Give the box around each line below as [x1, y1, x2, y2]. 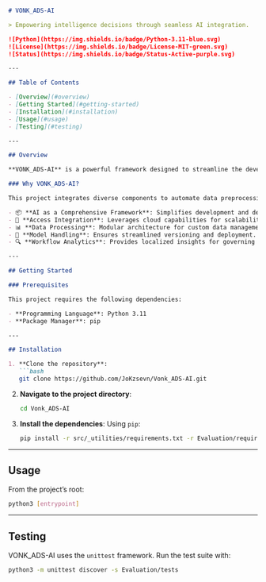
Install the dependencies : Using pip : [19, 418, 141, 428]
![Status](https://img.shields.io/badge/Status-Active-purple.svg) [8, 50, 236, 58]
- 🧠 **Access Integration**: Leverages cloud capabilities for [8, 216, 222, 224]
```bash [18, 368, 44, 376]
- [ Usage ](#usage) [8, 115, 69, 123]
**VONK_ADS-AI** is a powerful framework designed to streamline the [8, 166, 243, 174]
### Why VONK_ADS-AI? [8, 180, 80, 188]
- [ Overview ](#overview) [8, 93, 90, 102]
